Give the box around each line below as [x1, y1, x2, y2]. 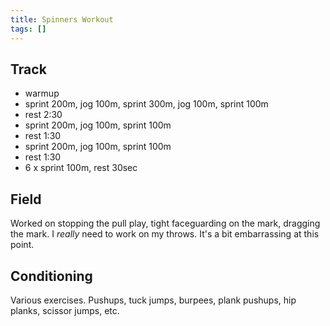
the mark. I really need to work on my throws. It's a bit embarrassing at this [10, 228, 320, 240]
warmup [24, 87, 60, 100]
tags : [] [10, 24, 47, 34]
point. [10, 239, 35, 251]
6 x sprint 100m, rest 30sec [24, 162, 138, 174]
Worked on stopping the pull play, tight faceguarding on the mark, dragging [10, 217, 321, 230]
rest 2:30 [24, 109, 63, 121]
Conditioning [10, 267, 93, 285]
